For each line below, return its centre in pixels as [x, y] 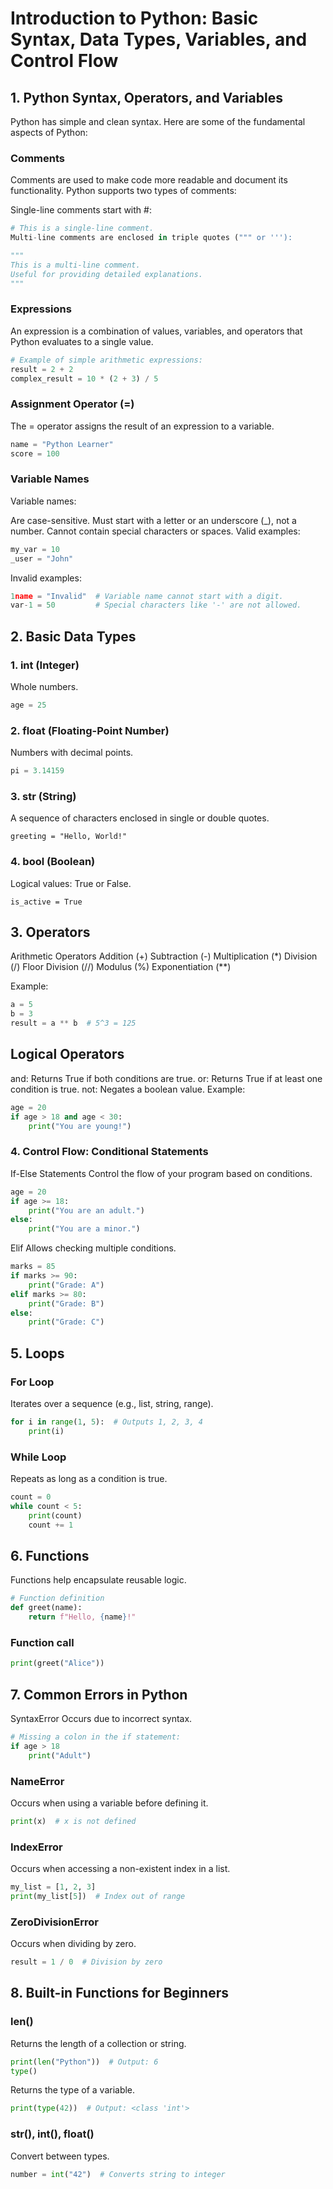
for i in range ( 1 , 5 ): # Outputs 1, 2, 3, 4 [106, 1422]
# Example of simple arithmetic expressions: [106, 360]
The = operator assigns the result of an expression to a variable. [142, 426]
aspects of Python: [49, 132]
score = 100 [35, 453]
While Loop [38, 1457]
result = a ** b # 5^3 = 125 [73, 1023]
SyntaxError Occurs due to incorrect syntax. [101, 1718]
